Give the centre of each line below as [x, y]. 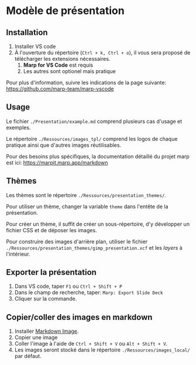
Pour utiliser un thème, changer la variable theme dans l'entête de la [87, 206]
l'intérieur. [18, 254]
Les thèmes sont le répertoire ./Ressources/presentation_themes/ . [86, 195]
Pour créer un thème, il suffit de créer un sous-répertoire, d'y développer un [98, 224]
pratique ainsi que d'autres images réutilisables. [64, 145]
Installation [27, 32]
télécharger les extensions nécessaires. [62, 59]
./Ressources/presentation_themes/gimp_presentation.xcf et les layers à [94, 247]
